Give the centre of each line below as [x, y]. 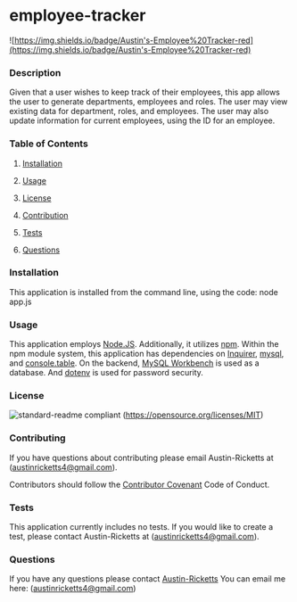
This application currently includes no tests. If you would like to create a [141, 527]
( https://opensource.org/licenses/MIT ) [193, 415]
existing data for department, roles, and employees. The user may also [139, 111]
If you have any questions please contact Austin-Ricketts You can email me [148, 579]
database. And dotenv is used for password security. [106, 373]
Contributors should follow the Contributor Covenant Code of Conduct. [140, 484]
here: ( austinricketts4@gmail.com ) [73, 589]
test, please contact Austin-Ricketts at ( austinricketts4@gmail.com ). [135, 537]
